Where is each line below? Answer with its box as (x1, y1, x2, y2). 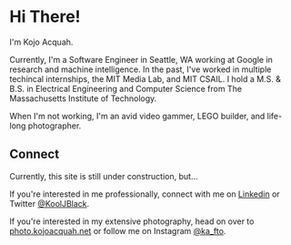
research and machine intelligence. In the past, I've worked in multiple (9, 64, 272, 75)
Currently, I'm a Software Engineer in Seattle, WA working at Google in (9, 54, 273, 65)
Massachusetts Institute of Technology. (9, 93, 157, 104)
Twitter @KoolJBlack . (9, 198, 90, 209)
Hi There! (9, 6, 81, 27)
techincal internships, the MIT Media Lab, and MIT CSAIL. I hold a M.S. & (9, 73, 282, 84)
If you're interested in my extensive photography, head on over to (9, 216, 255, 227)
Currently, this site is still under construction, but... (9, 170, 198, 181)
